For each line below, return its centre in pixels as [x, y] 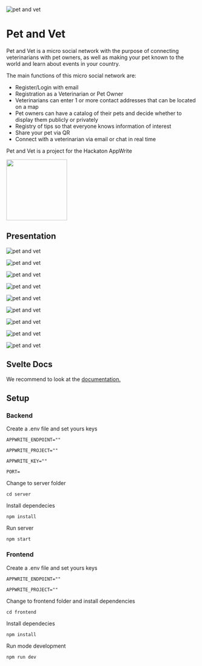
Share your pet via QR [42, 132]
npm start [19, 539]
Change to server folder [36, 483]
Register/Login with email [47, 87]
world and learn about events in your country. [63, 63]
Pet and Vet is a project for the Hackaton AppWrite [69, 151]
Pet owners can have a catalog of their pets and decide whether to [98, 113]
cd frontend [21, 612]
